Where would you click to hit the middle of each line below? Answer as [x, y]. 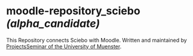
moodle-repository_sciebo [73, 11]
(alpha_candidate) [53, 24]
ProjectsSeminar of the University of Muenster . [64, 46]
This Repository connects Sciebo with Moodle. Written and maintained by [96, 40]
